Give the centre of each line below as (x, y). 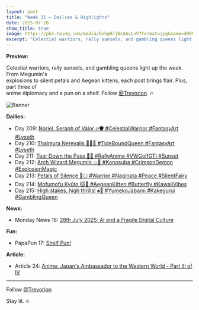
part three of (22, 87)
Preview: (17, 56)
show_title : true (28, 28)
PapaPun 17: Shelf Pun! (43, 243)
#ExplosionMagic (36, 169)
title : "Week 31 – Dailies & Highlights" (58, 17)
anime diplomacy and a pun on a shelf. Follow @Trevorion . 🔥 (80, 93)
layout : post (22, 12)
